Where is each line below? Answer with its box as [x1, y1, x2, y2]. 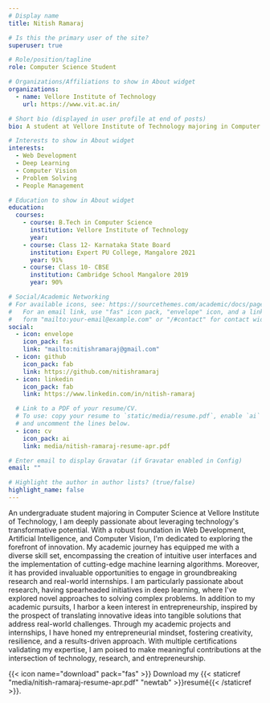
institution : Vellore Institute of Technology [29, 226, 189, 234]
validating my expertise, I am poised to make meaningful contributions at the [8, 644, 262, 654]
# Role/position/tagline [8, 55, 92, 64]
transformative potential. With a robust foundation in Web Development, [8, 524, 247, 535]
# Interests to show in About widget [8, 137, 135, 145]
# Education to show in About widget [8, 196, 135, 204]
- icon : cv [15, 427, 52, 435]
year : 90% [29, 278, 63, 286]
